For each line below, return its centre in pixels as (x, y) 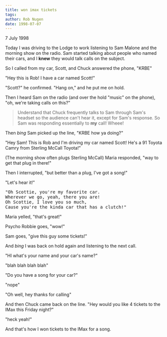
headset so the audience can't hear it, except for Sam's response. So (88, 118)
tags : (11, 15)
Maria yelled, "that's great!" (33, 217)
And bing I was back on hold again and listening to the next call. (71, 246)
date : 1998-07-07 (23, 24)
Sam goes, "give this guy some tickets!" (46, 236)
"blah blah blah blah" (27, 265)
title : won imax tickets (31, 10)
